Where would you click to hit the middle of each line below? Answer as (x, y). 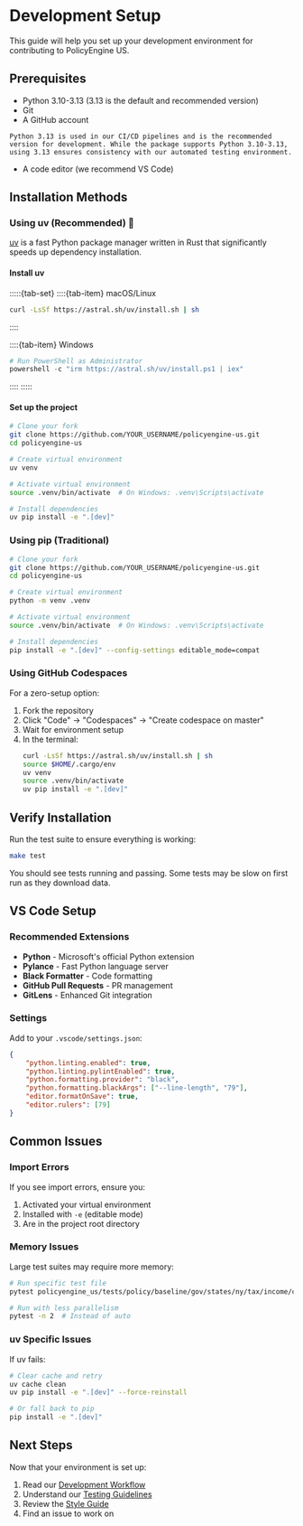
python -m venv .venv (50, 601)
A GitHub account (55, 119)
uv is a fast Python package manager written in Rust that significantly (138, 243)
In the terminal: (50, 739)
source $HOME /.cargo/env (69, 764)
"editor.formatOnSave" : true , (83, 1097)
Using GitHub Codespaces (69, 673)
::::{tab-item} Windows (51, 344)
